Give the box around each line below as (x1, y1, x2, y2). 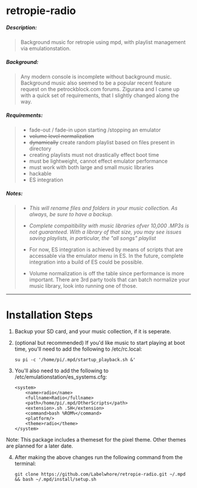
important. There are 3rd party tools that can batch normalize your (29, 276, 190, 283)
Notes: (6, 190, 23, 197)
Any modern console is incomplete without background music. (20, 73, 172, 80)
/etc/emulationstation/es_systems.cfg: (14, 373, 107, 380)
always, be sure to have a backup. (29, 211, 113, 218)
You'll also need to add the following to (14, 367, 109, 374)
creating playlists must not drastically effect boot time (29, 152, 159, 159)
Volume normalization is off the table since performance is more (29, 270, 185, 277)
